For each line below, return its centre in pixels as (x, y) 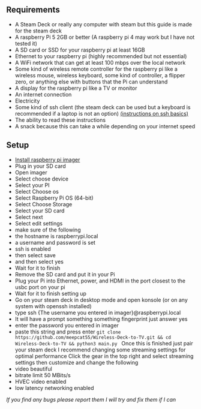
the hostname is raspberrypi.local (56, 236)
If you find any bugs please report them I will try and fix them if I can (91, 399)
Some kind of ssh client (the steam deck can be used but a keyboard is (103, 107)
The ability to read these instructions (60, 120)
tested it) (26, 43)
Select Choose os (37, 191)
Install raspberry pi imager (47, 160)
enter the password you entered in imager (67, 325)
